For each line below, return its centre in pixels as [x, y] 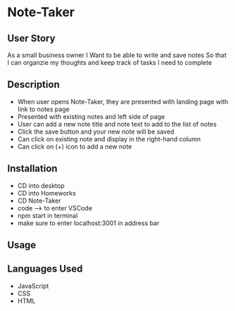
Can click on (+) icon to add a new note [75, 146]
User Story [31, 38]
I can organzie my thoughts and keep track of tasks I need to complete [110, 63]
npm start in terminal [47, 215]
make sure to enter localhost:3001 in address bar [88, 223]
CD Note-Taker [39, 201]
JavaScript [33, 286]
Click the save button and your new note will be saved [96, 132]
